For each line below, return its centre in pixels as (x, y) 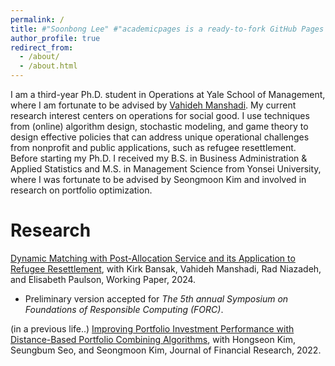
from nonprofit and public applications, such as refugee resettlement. (153, 147)
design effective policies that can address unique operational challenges (160, 137)
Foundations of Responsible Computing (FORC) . (124, 309)
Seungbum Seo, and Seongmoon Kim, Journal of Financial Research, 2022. (166, 350)
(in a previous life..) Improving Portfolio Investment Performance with (152, 328)
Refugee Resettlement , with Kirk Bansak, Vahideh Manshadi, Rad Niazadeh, (166, 268)
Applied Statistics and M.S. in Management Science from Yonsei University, (166, 169)
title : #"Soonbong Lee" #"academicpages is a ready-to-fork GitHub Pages (167, 29)
